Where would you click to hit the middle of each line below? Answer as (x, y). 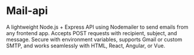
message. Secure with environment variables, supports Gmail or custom (94, 39)
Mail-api (27, 11)
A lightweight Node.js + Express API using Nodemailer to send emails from (97, 27)
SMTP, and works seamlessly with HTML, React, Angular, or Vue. (86, 46)
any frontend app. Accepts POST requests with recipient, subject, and (92, 33)
